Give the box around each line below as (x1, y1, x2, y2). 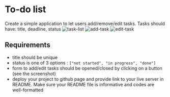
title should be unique (12, 54, 58, 60)
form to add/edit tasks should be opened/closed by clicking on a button (12, 65, 162, 71)
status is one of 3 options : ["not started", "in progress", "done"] (12, 60, 156, 66)
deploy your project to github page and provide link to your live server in (12, 76, 164, 82)
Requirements (5, 41, 50, 50)
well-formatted (12, 87, 44, 93)
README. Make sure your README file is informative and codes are (12, 81, 155, 87)
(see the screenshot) (12, 70, 56, 77)
